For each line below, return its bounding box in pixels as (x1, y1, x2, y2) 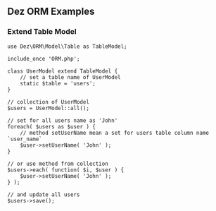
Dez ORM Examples (7, 6, 95, 18)
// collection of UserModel (7, 98, 90, 105)
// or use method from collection (7, 160, 109, 167)
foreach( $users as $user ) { (7, 123, 96, 130)
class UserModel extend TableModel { (7, 67, 118, 75)
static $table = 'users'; (20, 80, 96, 87)
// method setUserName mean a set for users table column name (20, 129, 210, 136)
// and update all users (7, 191, 80, 198)
